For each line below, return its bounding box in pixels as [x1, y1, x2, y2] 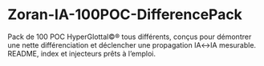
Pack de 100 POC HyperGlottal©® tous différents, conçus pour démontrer [7, 32, 252, 41]
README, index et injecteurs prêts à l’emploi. [7, 49, 156, 58]
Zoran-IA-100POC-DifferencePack [7, 6, 242, 24]
